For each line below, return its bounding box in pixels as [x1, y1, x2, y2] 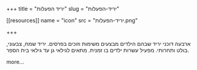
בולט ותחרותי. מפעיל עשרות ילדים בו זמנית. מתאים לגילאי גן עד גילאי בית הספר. [6, 46, 190, 54]
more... [6, 59, 24, 65]
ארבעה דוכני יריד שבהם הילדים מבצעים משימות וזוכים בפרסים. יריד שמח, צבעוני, [6, 40, 191, 47]
